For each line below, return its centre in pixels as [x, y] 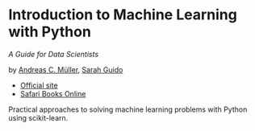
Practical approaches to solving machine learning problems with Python [128, 109]
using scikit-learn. [38, 117]
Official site [39, 85]
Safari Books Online [53, 93]
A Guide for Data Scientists [54, 54]
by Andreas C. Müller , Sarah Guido [66, 69]
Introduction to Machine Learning [123, 15]
